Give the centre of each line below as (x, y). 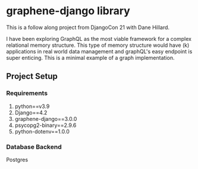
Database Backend (34, 146)
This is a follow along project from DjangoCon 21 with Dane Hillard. (88, 27)
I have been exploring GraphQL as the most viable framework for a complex (99, 39)
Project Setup (32, 76)
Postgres (17, 160)
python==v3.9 (32, 106)
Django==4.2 (31, 112)
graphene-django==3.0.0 (46, 119)
